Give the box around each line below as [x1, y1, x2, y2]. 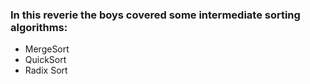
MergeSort [24, 43, 70, 55]
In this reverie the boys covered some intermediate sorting [10, 8, 301, 22]
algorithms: [10, 20, 68, 34]
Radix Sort [24, 64, 68, 77]
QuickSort [24, 54, 67, 66]
